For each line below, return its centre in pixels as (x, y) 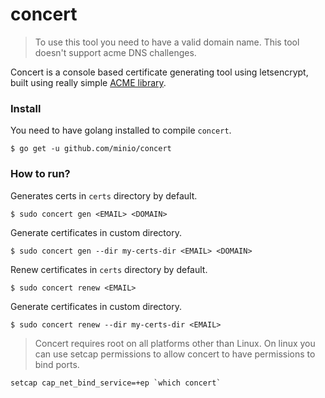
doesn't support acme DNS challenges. (115, 52)
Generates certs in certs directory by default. (104, 195)
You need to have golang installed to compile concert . (121, 130)
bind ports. (57, 364)
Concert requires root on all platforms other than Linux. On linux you (175, 343)
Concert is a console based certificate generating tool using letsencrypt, (159, 72)
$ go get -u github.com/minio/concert (91, 149)
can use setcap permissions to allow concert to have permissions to (175, 354)
